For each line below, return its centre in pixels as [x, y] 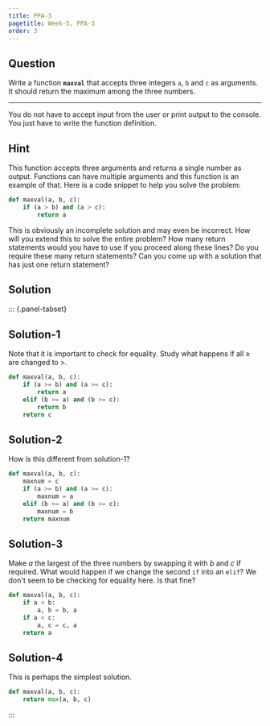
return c [37, 415]
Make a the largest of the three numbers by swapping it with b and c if [125, 563]
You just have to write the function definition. [82, 123]
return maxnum [46, 519]
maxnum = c [41, 481]
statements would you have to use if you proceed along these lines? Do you [134, 247]
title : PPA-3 [30, 16]
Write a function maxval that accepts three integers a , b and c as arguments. [133, 83]
